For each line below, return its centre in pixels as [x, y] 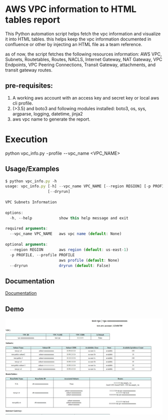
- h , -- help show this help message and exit [69, 218]
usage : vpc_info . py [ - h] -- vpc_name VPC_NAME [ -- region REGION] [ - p [78, 186]
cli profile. [23, 103]
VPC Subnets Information [31, 202]
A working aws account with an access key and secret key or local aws [86, 98]
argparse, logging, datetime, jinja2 [48, 114]
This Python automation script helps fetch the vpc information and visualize [83, 34]
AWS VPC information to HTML [71, 9]
